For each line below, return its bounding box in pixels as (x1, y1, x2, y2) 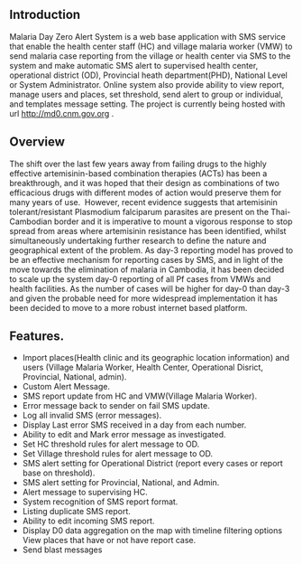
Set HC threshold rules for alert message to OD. (22, 438, 200, 450)
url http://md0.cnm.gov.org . (9, 108, 114, 118)
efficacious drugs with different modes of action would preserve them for (9, 187, 282, 198)
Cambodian (9, 216, 52, 227)
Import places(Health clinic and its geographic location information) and (22, 352, 290, 363)
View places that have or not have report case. (22, 535, 197, 546)
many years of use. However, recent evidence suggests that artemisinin (9, 196, 278, 207)
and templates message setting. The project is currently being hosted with (9, 99, 286, 109)
